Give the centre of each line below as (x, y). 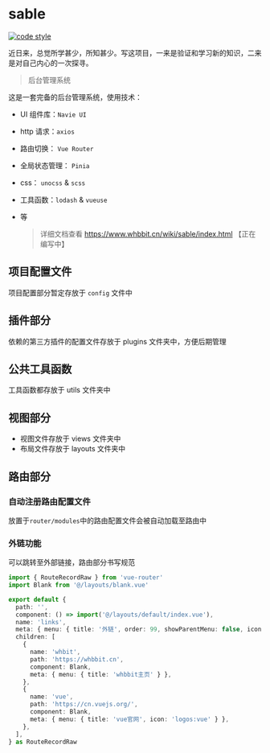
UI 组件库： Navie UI (53, 114)
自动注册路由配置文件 (49, 501)
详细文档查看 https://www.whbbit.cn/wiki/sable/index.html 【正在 (148, 233)
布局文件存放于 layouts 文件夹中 (73, 449)
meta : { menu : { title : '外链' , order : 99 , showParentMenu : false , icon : (140, 630)
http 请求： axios (47, 131)
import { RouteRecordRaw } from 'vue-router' (86, 578)
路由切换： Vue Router (57, 148)
